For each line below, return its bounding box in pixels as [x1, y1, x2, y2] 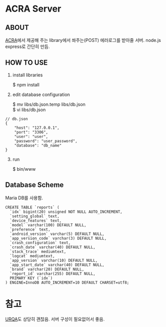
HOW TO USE [5, 59, 48, 67]
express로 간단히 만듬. [5, 43, 50, 50]
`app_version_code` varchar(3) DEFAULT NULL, [10, 236, 107, 241]
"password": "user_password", [14, 138, 78, 144]
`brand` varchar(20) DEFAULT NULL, [10, 266, 85, 272]
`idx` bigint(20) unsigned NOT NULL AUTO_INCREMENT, [10, 209, 123, 214]
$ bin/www [12, 166, 36, 172]
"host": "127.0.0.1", [14, 125, 59, 130]
